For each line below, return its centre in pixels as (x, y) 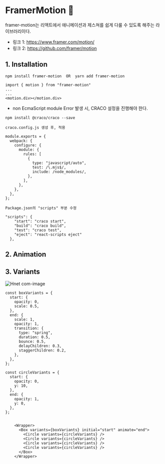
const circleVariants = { (32, 372)
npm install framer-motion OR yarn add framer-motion (65, 76)
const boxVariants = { (29, 293)
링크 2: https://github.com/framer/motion (55, 48)
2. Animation (26, 254)
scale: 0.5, (27, 306)
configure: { (28, 145)
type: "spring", (35, 333)
